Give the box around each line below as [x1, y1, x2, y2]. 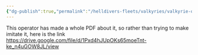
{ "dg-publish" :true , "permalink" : [6, 8, 88, 14]
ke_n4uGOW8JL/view [6, 43, 60, 50]
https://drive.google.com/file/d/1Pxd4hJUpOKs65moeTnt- [6, 36, 147, 43]
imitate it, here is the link [6, 30, 66, 38]
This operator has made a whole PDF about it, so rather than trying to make [6, 24, 189, 31]
